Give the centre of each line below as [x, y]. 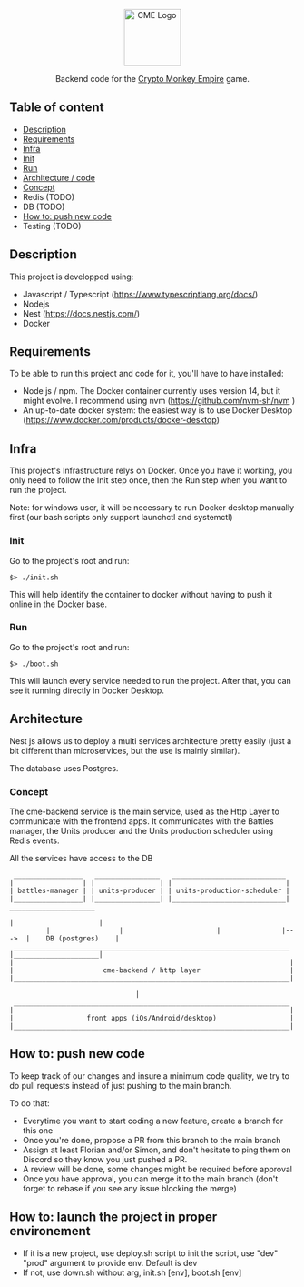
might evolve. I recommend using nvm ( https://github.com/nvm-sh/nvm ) [159, 401]
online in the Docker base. [58, 604]
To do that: [29, 1103]
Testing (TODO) [52, 226]
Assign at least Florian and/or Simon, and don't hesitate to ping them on [157, 1150]
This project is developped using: [72, 277]
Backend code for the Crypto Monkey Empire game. [152, 79]
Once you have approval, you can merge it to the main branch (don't [150, 1179]
